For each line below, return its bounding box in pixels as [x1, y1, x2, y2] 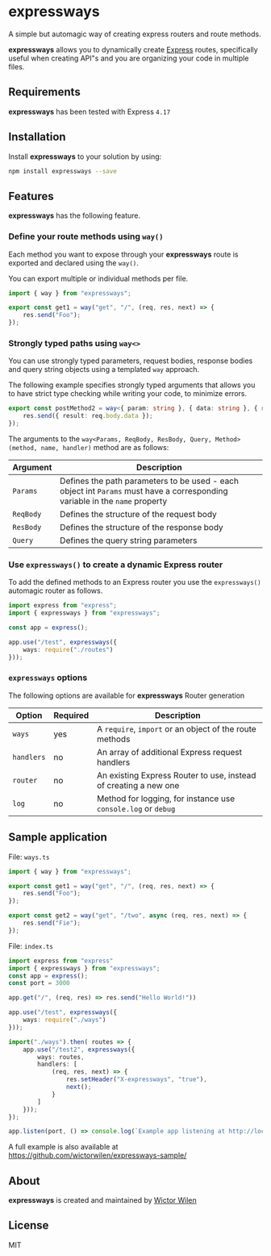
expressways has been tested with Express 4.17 [8, 106, 171, 116]
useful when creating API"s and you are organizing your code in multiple [8, 53, 249, 63]
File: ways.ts [8, 852, 50, 862]
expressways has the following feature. [8, 211, 141, 220]
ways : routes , [37, 1053, 85, 1061]
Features [8, 189, 54, 203]
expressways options [8, 672, 88, 683]
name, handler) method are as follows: [40, 442, 169, 452]
